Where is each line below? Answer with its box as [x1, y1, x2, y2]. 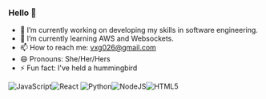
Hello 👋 [8, 7, 37, 18]
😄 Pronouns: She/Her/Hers [19, 54, 111, 64]
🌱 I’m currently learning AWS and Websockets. [19, 34, 175, 43]
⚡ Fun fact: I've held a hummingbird [19, 63, 138, 73]
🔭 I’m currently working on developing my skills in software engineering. [19, 26, 259, 35]
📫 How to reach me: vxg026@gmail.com [19, 43, 156, 53]
